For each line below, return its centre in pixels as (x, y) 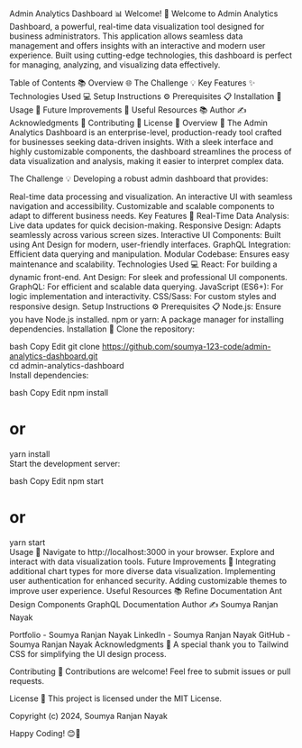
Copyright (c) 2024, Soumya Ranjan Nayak (89, 716)
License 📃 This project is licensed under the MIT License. (116, 698)
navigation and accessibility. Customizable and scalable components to (142, 206)
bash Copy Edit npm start (56, 480)
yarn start (27, 542)
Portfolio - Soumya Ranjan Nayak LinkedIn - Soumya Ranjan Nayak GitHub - (150, 634)
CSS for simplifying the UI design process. (88, 653)
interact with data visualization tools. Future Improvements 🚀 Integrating (143, 561)
